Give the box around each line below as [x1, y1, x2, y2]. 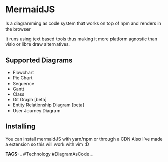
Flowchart [12, 69, 34, 75]
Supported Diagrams [5, 56, 73, 65]
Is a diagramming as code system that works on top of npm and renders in [5, 20, 161, 26]
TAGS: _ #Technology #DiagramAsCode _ [5, 151, 93, 157]
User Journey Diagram [12, 107, 61, 113]
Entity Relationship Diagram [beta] [12, 102, 85, 108]
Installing [5, 122, 36, 131]
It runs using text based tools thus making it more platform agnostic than [5, 36, 158, 42]
